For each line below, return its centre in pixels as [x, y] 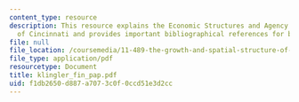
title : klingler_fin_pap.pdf [63, 75]
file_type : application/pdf [61, 59]
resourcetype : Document [53, 67]
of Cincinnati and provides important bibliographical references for [151, 34]
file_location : [37, 51]
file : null [29, 42]
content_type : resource [53, 17]
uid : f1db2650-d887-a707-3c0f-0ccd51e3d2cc [91, 83]
